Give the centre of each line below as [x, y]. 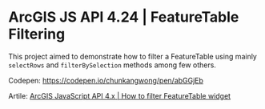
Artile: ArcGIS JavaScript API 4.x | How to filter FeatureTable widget [119, 95]
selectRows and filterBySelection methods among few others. [112, 65]
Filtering [37, 34]
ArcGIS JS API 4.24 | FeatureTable [124, 17]
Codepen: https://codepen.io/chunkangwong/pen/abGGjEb [106, 80]
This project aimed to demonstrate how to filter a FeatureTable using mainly [133, 56]
